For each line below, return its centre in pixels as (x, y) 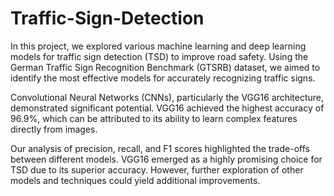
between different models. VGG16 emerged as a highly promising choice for (166, 159)
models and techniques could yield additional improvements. (135, 180)
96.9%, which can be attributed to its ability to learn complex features (154, 118)
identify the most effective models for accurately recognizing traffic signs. (163, 78)
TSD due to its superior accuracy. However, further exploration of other (157, 169)
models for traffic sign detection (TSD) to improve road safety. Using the (159, 56)
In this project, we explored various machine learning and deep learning (158, 46)
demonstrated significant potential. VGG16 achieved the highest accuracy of (167, 108)
